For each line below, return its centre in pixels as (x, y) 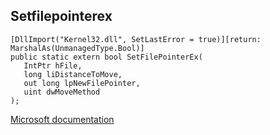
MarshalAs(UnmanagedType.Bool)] (77, 48)
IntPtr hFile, (53, 65)
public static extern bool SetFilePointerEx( (106, 57)
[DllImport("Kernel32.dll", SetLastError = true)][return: (136, 39)
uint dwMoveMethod (62, 92)
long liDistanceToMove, (73, 74)
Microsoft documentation (62, 119)
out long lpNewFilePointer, (82, 83)
